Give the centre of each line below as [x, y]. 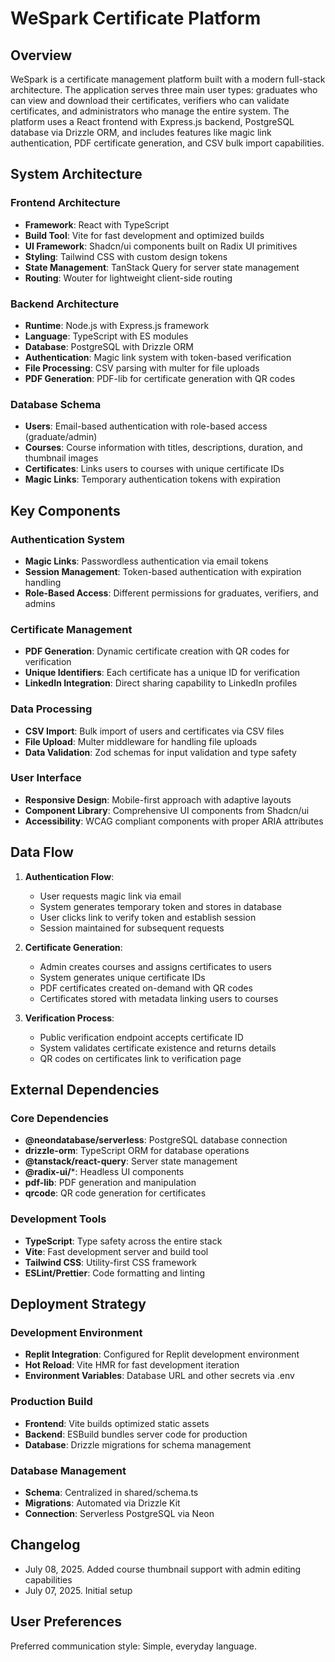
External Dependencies [85, 1090]
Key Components [65, 510]
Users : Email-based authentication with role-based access [146, 426]
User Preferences [66, 1622]
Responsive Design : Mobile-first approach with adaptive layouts [158, 799]
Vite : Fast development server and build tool [116, 1251]
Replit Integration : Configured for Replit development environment [162, 1354]
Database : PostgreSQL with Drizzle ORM [109, 346]
